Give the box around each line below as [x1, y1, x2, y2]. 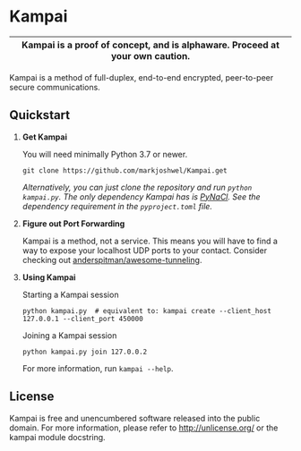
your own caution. [110, 49, 191, 62]
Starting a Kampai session [21, 289, 119, 300]
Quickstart [9, 107, 71, 123]
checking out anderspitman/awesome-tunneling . [21, 254, 202, 265]
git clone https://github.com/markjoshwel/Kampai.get [21, 166, 228, 175]
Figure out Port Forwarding [21, 217, 125, 229]
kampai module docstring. [9, 431, 106, 442]
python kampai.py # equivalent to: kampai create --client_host [21, 306, 271, 315]
